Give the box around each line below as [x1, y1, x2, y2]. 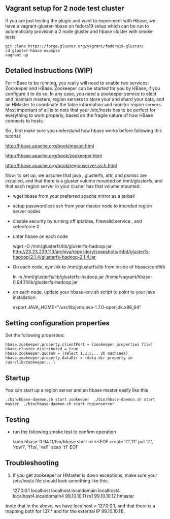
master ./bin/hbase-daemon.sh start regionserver [5, 402, 115, 407]
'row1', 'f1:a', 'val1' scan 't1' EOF [12, 444, 79, 450]
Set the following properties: [5, 332, 65, 339]
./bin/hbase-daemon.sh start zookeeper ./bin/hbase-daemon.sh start [5, 397, 156, 402]
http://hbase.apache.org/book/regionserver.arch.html [5, 162, 117, 168]
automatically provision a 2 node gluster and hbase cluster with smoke [5, 28, 153, 35]
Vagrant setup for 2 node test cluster [5, 4, 124, 13]
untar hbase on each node [12, 233, 68, 239]
